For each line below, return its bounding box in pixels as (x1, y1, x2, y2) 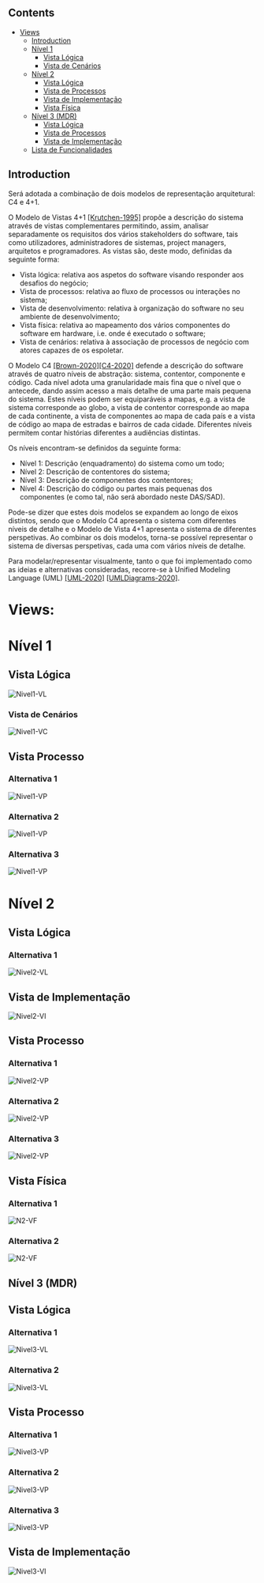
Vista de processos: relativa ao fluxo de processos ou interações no (19, 286, 240, 296)
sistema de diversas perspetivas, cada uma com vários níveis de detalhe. (8, 541, 246, 550)
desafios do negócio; (19, 278, 89, 288)
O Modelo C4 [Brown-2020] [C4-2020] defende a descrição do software (8, 360, 244, 370)
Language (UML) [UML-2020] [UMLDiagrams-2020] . (8, 573, 180, 582)
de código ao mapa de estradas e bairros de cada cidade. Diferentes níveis (8, 419, 252, 429)
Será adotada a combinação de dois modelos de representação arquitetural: (8, 189, 256, 198)
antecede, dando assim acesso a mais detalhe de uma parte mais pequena (8, 386, 251, 395)
